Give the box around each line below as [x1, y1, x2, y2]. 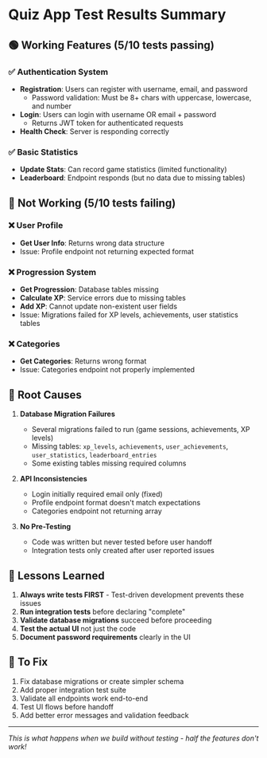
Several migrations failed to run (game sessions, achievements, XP [31, 425, 250, 434]
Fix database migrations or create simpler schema [19, 676, 184, 686]
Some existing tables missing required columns [31, 458, 187, 468]
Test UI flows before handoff [19, 701, 114, 711]
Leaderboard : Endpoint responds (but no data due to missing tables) [19, 173, 246, 183]
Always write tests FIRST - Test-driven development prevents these [19, 590, 245, 599]
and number [31, 101, 72, 111]
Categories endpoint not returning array [31, 506, 163, 516]
